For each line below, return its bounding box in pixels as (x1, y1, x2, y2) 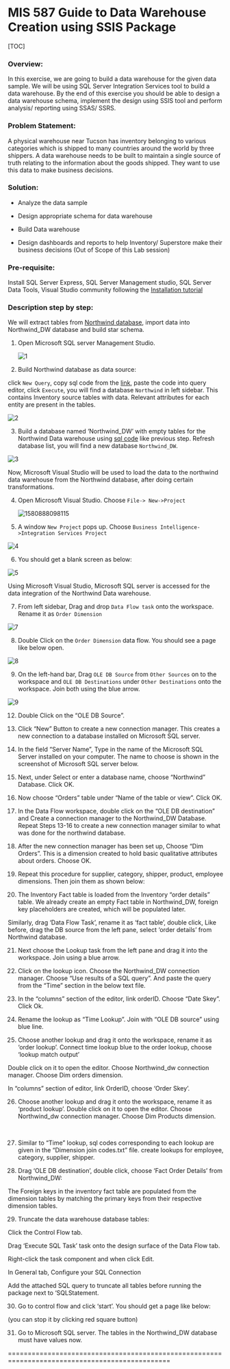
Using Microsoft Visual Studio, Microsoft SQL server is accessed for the (8, 582, 211, 591)
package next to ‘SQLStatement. (8, 1289, 99, 1297)
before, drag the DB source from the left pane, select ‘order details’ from (8, 926, 212, 934)
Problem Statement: (8, 121, 76, 131)
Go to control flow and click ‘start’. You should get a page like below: (17, 1302, 211, 1311)
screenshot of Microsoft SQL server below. (17, 760, 139, 768)
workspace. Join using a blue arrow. (17, 953, 120, 962)
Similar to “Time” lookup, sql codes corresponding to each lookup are (17, 1139, 214, 1147)
